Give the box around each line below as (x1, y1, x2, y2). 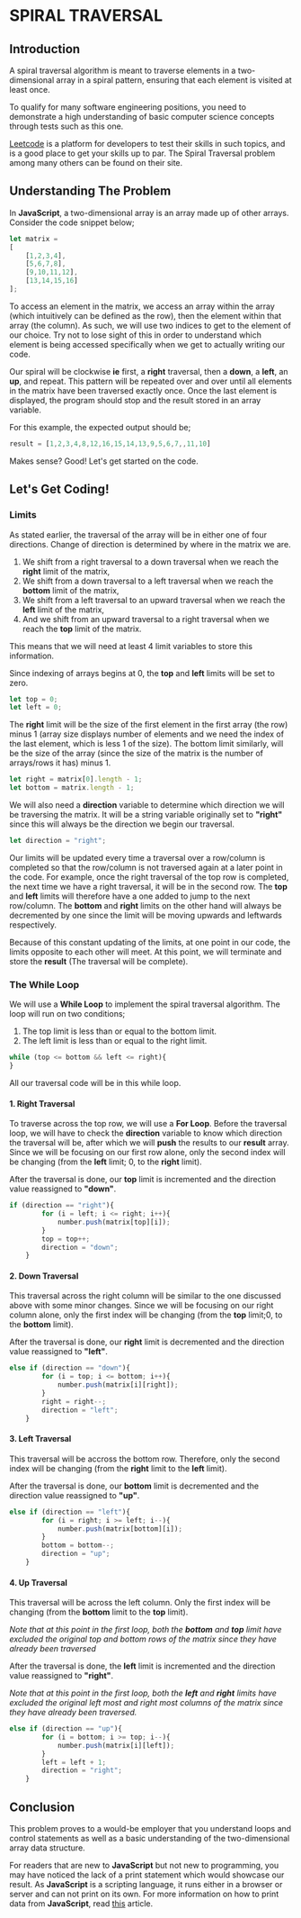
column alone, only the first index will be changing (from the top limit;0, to (9, 1309, 283, 1320)
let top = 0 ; (9, 694, 58, 703)
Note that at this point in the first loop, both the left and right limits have (9, 1687, 277, 1698)
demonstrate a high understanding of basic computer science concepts (9, 112, 275, 122)
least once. (9, 85, 51, 95)
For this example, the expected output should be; (9, 421, 191, 432)
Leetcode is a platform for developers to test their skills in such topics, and (9, 139, 286, 149)
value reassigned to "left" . (9, 1346, 108, 1357)
